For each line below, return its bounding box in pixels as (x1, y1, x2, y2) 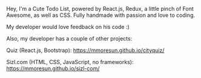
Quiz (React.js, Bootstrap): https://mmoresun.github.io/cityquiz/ (6, 47, 165, 54)
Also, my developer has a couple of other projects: (6, 35, 133, 42)
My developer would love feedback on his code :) (6, 24, 130, 30)
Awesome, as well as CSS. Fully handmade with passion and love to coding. (6, 11, 196, 19)
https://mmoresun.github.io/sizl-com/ (6, 65, 100, 72)
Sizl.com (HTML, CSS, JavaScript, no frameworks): (6, 59, 134, 65)
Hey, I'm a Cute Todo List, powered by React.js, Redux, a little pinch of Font (6, 5, 194, 12)
